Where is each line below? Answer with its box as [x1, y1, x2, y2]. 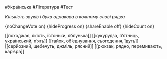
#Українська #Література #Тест [5, 4, 73, 10]
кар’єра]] [5, 49, 25, 54]
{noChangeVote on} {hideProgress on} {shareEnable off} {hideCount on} [5, 23, 155, 29]
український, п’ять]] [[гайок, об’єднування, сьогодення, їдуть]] [5, 38, 139, 44]
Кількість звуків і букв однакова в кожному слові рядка [5, 14, 125, 19]
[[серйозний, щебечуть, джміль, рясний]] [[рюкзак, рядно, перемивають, [5, 43, 162, 49]
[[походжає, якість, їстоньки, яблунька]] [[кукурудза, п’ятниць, [5, 33, 139, 38]
